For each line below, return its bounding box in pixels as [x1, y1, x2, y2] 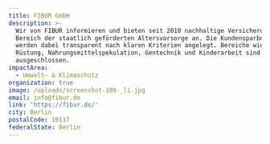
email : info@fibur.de [8, 94, 81, 102]
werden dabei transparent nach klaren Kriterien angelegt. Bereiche [15, 42, 250, 50]
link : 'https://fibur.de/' [8, 101, 99, 109]
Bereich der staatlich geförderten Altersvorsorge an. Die [15, 34, 218, 42]
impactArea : [8, 64, 48, 72]
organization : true [8, 78, 74, 86]
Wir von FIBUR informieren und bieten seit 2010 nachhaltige [15, 26, 225, 34]
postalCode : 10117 [8, 116, 70, 124]
